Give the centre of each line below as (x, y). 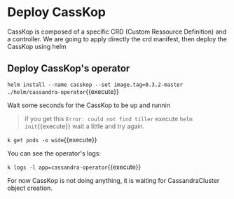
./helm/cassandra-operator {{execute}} (63, 91)
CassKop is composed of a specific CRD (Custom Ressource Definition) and (117, 32)
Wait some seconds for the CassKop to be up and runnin (89, 105)
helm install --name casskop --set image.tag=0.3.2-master (95, 85)
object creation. (30, 188)
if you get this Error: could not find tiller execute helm (108, 118)
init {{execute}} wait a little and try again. (84, 126)
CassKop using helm (37, 46)
